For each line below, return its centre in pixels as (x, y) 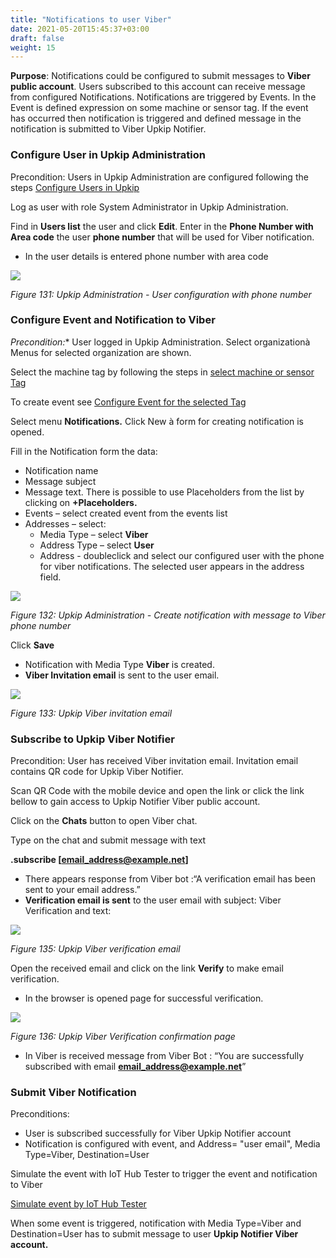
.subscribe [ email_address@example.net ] (99, 860)
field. (50, 577)
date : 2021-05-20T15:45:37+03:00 (80, 29)
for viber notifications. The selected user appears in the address (172, 566)
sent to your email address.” (82, 890)
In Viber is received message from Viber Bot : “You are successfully (164, 1056)
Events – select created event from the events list (126, 513)
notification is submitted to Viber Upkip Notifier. (108, 129)
